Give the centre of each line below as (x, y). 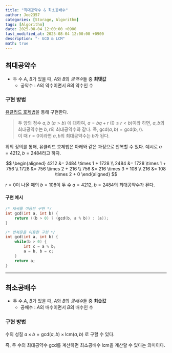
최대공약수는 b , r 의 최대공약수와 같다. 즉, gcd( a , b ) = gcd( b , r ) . (81, 129)
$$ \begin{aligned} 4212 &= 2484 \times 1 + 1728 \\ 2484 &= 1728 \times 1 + (86, 163)
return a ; (25, 261)
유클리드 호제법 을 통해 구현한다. (37, 112)
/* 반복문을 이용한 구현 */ (30, 232)
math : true (17, 44)
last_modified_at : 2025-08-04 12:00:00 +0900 (55, 34)
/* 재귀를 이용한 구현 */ (29, 209)
